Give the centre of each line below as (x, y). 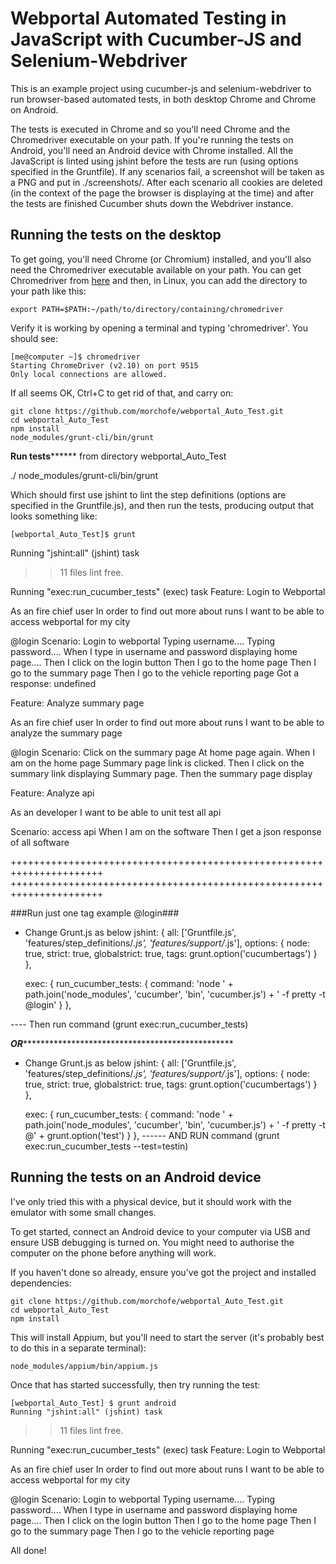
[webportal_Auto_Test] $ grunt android (93, 1403)
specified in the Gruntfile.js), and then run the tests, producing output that (162, 505)
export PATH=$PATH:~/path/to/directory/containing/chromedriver (147, 309)
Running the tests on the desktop (116, 235)
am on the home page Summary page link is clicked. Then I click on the (157, 763)
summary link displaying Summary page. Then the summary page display (161, 773)
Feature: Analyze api (52, 793)
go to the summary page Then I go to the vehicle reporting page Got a (155, 673)
